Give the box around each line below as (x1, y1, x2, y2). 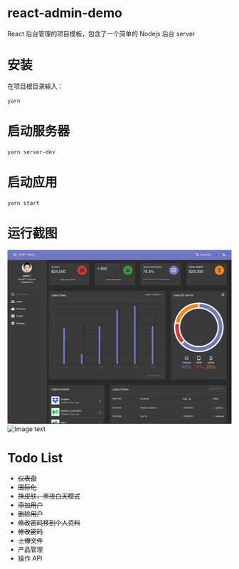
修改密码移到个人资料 (17, 519, 80, 527)
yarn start (7, 199, 40, 207)
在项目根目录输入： (7, 82, 64, 90)
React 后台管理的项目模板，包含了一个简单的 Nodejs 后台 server (7, 29, 196, 38)
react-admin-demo (7, 5, 122, 21)
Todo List (7, 450, 63, 466)
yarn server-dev (7, 148, 55, 156)
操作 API (17, 554, 43, 563)
